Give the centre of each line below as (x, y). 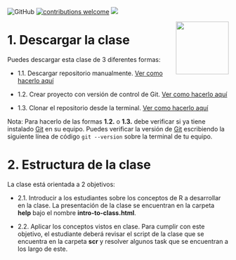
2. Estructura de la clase (79, 165)
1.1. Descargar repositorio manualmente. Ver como (90, 73)
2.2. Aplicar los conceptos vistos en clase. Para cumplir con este (111, 226)
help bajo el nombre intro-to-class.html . (77, 213)
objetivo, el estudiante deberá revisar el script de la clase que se (111, 234)
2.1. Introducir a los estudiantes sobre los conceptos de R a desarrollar (119, 197)
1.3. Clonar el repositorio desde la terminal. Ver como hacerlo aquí (113, 108)
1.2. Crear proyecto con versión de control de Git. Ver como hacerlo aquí (122, 94)
